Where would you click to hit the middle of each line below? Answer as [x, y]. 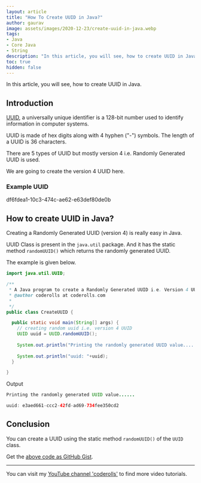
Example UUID [28, 187]
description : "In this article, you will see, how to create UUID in [95, 56]
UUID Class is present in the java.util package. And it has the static [91, 244]
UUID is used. [23, 160]
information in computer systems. [48, 124]
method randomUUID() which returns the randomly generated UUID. [88, 251]
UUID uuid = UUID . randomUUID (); [57, 334]
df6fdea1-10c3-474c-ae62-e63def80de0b [59, 200]
